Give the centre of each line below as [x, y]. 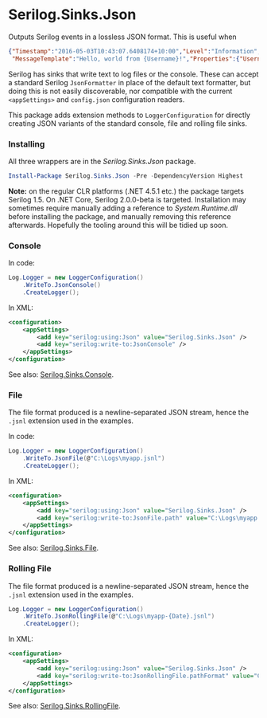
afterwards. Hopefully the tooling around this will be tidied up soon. [118, 225]
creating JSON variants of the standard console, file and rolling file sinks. [128, 123]
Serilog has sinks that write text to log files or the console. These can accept [133, 74]
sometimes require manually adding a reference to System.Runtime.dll [123, 208]
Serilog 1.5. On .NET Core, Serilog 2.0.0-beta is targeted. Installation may [127, 199]
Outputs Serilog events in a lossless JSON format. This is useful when [122, 37]
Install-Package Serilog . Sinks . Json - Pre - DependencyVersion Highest [126, 176]
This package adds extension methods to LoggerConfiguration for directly [129, 115]
